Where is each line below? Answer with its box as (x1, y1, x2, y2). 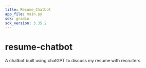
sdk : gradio (5, 16, 29, 21)
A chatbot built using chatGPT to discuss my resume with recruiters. (5, 58, 142, 64)
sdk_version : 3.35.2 (5, 20, 47, 26)
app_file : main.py (5, 12, 42, 17)
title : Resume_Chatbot (5, 7, 51, 12)
